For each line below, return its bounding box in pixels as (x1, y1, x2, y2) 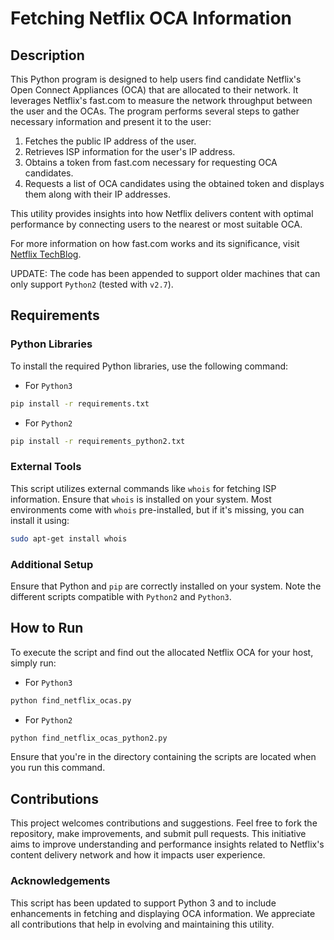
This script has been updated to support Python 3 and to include (10, 897, 277, 909)
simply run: (10, 657, 57, 669)
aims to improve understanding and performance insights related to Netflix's (10, 838, 325, 851)
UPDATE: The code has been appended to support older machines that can (10, 268, 321, 279)
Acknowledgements (10, 874, 111, 888)
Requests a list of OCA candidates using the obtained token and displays (24, 178, 325, 189)
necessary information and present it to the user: (10, 116, 212, 127)
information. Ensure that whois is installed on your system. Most (10, 493, 272, 505)
